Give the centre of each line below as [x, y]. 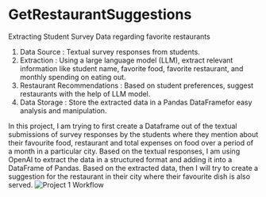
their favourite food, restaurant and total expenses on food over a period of [131, 142]
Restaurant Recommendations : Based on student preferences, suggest [137, 85]
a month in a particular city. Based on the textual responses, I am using [124, 151]
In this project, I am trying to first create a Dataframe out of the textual [123, 126]
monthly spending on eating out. [73, 77]
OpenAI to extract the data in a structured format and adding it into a [120, 159]
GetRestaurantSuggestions [100, 15]
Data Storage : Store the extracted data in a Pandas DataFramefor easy [136, 102]
